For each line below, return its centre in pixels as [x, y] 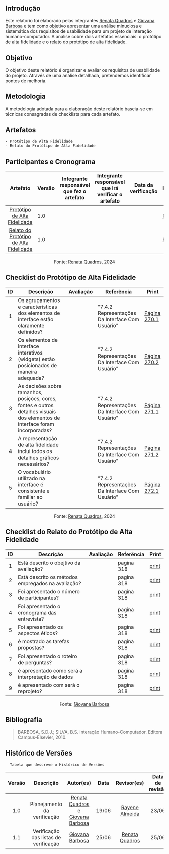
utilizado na [31, 478]
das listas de [46, 838]
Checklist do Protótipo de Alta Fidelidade [71, 278]
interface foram [36, 424]
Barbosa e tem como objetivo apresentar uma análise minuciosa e [74, 26]
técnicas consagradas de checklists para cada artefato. [63, 114]
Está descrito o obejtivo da [49, 563]
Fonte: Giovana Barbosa [84, 704]
